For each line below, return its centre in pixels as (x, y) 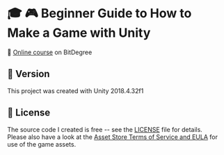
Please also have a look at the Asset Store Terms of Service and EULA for (112, 137)
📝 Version (29, 74)
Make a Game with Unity (79, 33)
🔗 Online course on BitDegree (50, 52)
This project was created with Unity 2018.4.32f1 (75, 90)
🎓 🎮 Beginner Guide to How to (99, 14)
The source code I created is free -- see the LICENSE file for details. (105, 129)
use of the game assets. (42, 144)
